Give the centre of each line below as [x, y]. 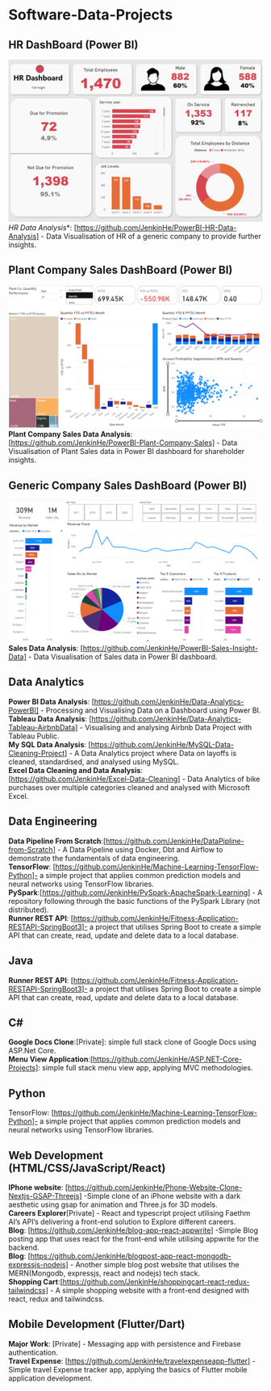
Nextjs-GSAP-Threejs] [45, 1196]
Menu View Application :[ [51, 1059]
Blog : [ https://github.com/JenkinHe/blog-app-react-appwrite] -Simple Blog [133, 1230]
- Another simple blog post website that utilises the [154, 1264]
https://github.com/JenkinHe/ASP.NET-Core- [167, 1059]
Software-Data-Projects [91, 15]
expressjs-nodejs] [38, 1264]
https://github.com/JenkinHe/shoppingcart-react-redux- [156, 1281]
